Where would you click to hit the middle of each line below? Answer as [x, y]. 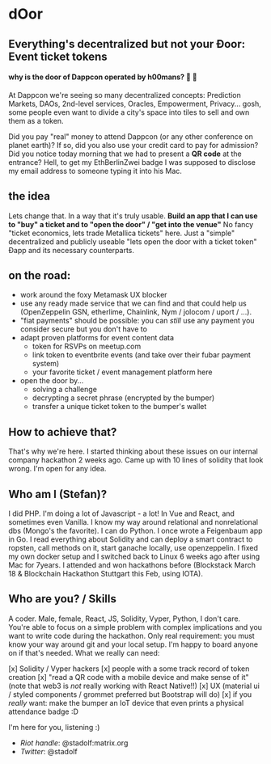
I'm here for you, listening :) [54, 727]
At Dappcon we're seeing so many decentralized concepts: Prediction [125, 95]
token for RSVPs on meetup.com [87, 346]
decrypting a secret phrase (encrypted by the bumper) [123, 398]
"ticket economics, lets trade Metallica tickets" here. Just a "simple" [122, 233]
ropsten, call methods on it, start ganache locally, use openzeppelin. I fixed [133, 548]
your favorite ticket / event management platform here [122, 372]
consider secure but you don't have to [84, 329]
